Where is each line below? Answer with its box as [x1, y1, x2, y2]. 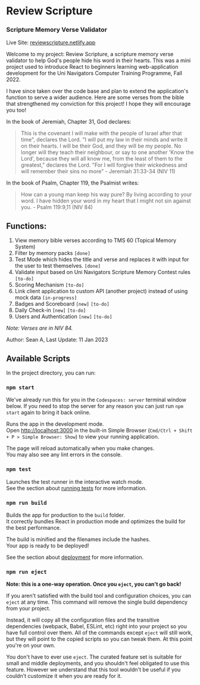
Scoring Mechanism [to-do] [14, 281, 85, 288]
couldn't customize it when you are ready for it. [6, 672, 122, 680]
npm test [6, 466, 32, 473]
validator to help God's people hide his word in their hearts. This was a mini [6, 57, 191, 64]
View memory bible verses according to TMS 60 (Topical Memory [14, 237, 177, 244]
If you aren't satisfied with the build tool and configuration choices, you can [6, 592, 192, 600]
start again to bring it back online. [6, 409, 91, 416]
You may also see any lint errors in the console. [6, 451, 122, 458]
